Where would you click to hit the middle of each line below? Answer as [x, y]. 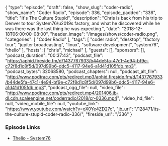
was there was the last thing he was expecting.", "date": [63, 29]
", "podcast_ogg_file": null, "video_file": [84, 87]
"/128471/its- [147, 109]
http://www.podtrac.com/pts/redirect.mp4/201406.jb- [63, 93]
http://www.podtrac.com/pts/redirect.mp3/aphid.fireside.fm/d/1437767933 [85, 77]
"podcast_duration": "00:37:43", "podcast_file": [54, 55]
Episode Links [23, 127]
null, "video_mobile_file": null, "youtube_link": [52, 103]
